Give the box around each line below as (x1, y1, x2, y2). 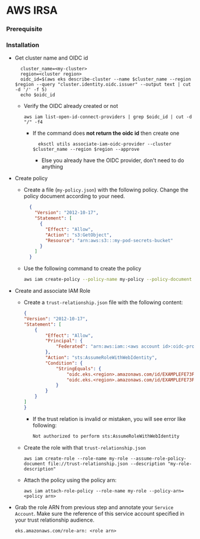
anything (41, 163, 64, 171)
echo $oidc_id (20, 92, 55, 98)
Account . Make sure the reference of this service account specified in (14, 510, 185, 517)
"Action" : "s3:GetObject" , (45, 232, 112, 238)
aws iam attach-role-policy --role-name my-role (23, 488, 147, 494)
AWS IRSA (6, 4, 58, 17)
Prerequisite (6, 25, 43, 33)
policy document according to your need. (23, 193, 125, 200)
